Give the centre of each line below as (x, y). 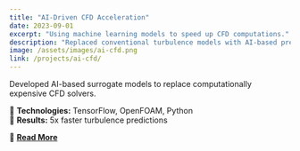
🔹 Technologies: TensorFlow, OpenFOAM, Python (101, 111)
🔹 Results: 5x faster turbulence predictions (88, 120)
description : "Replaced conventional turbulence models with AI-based (143, 42)
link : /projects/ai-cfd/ (55, 59)
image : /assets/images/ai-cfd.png (74, 51)
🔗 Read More (33, 137)
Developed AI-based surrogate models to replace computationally (131, 84)
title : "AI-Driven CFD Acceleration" (79, 17)
